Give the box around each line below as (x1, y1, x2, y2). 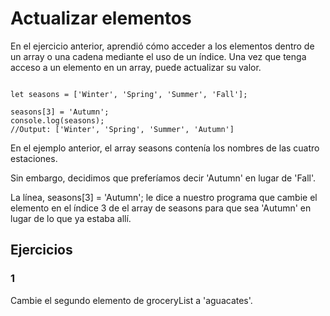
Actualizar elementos (10, 7, 192, 30)
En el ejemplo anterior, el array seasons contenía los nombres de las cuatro (10, 142, 320, 154)
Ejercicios (10, 242, 73, 259)
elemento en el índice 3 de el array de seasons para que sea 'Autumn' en (10, 202, 312, 214)
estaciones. (10, 152, 58, 164)
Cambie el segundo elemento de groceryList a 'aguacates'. (10, 294, 253, 306)
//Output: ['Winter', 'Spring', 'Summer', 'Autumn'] (10, 124, 235, 134)
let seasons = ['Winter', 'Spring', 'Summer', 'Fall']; (10, 89, 248, 99)
